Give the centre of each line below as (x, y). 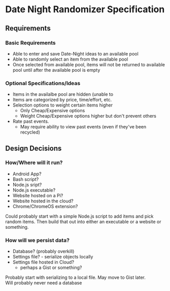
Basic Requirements (30, 43)
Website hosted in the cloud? (43, 201)
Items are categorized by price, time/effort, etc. (62, 100)
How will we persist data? (38, 240)
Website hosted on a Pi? (38, 195)
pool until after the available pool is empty (56, 70)
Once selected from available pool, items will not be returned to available (89, 64)
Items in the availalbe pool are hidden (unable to (63, 94)
